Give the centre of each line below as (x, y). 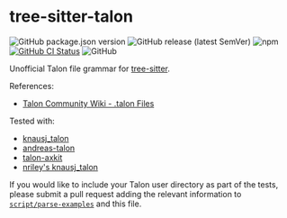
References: (31, 86)
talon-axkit (42, 157)
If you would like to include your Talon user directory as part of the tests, (144, 184)
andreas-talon (49, 148)
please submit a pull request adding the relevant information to (126, 194)
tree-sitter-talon (71, 17)
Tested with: (32, 121)
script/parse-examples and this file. (76, 204)
